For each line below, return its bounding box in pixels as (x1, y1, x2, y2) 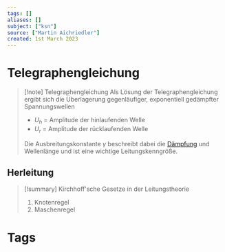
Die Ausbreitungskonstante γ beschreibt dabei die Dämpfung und (23, 139, 210, 148)
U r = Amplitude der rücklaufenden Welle (34, 124, 149, 135)
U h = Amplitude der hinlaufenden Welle (34, 116, 146, 126)
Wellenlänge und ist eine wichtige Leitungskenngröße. (23, 147, 178, 155)
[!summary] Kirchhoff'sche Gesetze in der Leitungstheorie (23, 185, 190, 193)
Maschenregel (34, 205, 76, 214)
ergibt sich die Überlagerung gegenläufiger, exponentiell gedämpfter (23, 95, 219, 104)
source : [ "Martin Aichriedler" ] (7, 29, 100, 36)
